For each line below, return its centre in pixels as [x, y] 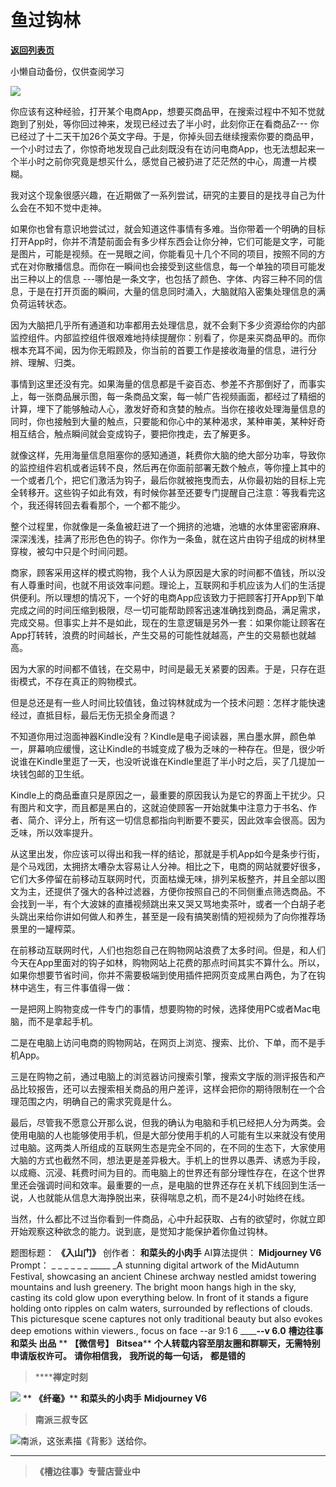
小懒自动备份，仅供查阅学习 [67, 71]
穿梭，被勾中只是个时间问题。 [71, 551]
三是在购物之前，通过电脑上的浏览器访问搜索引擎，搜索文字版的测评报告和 [163, 1076]
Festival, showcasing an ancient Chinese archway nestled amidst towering [163, 1276]
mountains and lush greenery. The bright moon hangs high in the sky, [153, 1287]
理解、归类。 [54, 362]
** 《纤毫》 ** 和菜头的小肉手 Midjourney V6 [115, 1398]
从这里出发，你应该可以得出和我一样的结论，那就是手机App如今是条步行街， [167, 853]
